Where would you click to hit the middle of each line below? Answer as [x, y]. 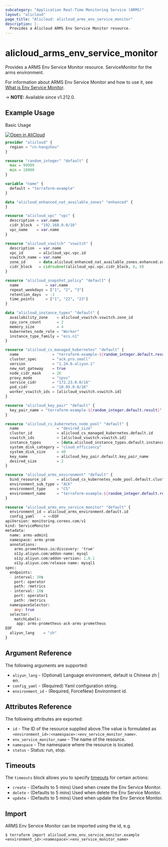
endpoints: [21, 572]
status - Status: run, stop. [39, 750]
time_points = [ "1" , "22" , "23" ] [49, 299]
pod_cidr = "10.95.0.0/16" [49, 387]
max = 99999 [22, 165]
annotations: [23, 544]
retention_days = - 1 [32, 294]
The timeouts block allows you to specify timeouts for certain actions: [77, 778]
